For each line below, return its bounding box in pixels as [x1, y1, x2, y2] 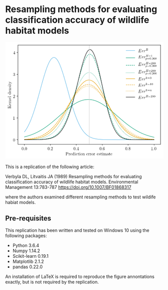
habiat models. [5, 199, 36, 205]
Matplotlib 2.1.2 [12, 258, 44, 265]
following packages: [5, 233, 47, 239]
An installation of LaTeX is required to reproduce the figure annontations [5, 273, 155, 280]
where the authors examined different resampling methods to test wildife [5, 194, 156, 200]
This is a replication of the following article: [5, 164, 95, 170]
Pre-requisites [5, 214, 51, 223]
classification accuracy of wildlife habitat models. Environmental [5, 179, 138, 185]
